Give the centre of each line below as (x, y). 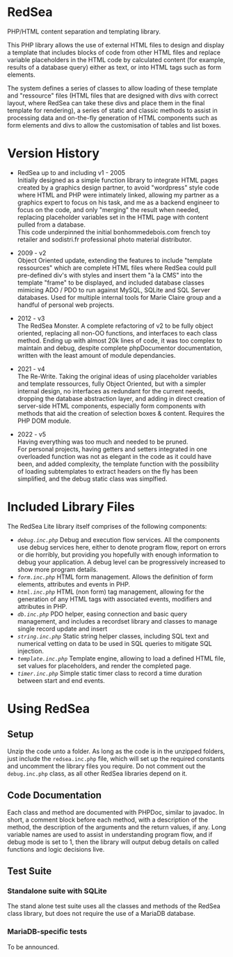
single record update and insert (62, 628)
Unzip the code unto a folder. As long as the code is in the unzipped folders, (116, 751)
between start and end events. (61, 680)
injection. (30, 651)
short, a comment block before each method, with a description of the (108, 820)
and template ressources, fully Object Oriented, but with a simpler (112, 384)
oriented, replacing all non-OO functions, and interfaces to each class (117, 333)
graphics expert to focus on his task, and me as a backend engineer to (118, 202)
